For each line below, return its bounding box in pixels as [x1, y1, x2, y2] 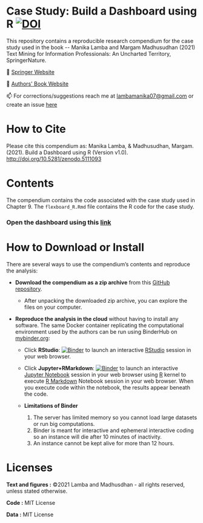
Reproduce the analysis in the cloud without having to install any [15, 315, 179, 322]
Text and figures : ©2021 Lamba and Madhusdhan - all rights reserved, [6, 481, 185, 488]
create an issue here [6, 101, 58, 108]
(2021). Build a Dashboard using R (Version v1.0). [6, 149, 128, 156]
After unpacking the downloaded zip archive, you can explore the [24, 297, 188, 304]
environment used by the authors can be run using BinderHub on [15, 328, 178, 335]
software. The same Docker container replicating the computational [15, 322, 184, 329]
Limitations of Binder [24, 402, 78, 409]
